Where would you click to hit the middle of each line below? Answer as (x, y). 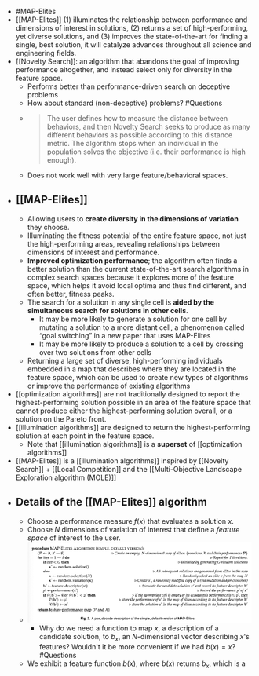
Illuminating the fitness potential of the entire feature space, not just (137, 236)
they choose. (48, 227)
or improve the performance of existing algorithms (109, 386)
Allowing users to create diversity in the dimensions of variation (133, 218)
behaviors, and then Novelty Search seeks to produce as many (148, 126)
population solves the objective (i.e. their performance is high (146, 152)
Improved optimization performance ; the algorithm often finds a (132, 260)
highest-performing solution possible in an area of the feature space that (133, 402)
